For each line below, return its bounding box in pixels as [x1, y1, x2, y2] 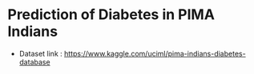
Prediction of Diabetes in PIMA [7, 6, 216, 24]
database [18, 57, 50, 67]
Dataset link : [18, 49, 63, 58]
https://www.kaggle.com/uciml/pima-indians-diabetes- [64, 49, 246, 58]
